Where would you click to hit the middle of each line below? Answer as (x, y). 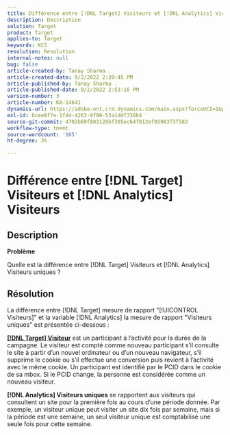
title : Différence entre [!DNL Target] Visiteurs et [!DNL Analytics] (110, 13)
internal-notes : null (38, 58)
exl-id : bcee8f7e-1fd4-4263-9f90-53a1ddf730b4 (75, 115)
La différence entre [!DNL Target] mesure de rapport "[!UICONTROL (103, 310)
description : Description (44, 20)
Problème (21, 251)
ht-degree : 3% (27, 141)
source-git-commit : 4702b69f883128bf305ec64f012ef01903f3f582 (98, 122)
